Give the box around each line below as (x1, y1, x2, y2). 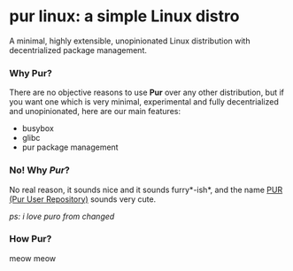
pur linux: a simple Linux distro (9, 6, 240, 27)
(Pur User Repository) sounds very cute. (9, 193, 157, 205)
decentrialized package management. (9, 44, 148, 55)
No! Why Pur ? (9, 164, 71, 176)
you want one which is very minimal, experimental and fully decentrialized (9, 97, 279, 107)
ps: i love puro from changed (9, 211, 115, 221)
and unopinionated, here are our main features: (9, 106, 181, 117)
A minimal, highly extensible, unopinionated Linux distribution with (9, 35, 251, 46)
